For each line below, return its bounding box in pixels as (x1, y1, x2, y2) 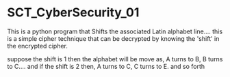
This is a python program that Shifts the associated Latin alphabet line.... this (7, 27, 223, 35)
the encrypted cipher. (7, 42, 68, 50)
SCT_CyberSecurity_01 (7, 5, 140, 20)
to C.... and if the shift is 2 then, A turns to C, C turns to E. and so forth (7, 62, 205, 70)
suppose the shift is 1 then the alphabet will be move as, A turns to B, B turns (7, 55, 223, 63)
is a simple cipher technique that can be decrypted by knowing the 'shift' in (7, 34, 220, 42)
